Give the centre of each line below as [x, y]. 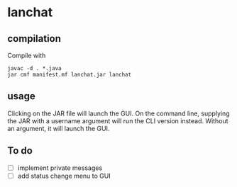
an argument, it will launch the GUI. [59, 128]
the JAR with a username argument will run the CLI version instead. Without [118, 120]
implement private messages [60, 168]
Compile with [27, 55]
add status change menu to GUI [64, 176]
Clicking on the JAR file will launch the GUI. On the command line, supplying [118, 113]
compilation [34, 39]
